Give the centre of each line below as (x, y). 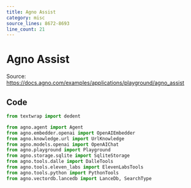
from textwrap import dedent (43, 116)
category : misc (26, 18)
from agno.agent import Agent (45, 127)
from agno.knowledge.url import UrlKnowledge (65, 138)
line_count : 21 (26, 29)
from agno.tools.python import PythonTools (63, 173)
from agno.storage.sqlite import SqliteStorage (68, 156)
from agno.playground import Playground (59, 150)
